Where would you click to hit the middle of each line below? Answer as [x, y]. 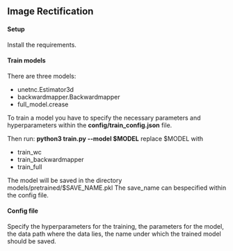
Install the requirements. [42, 44]
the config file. [28, 195]
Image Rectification [50, 11]
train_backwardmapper [50, 159]
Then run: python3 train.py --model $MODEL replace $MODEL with [105, 138]
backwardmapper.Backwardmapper [69, 97]
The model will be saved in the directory [65, 180]
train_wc [29, 152]
